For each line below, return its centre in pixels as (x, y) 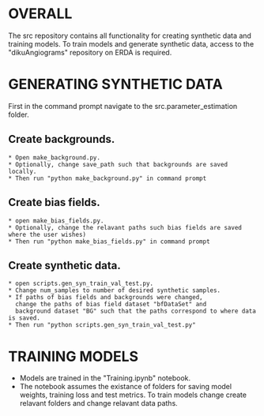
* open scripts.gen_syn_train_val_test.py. (81, 284)
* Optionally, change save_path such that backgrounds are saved (118, 164)
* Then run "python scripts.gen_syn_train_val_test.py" (102, 325)
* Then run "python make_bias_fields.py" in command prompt (109, 242)
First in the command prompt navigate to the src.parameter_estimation (123, 106)
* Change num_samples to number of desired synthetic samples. (115, 290)
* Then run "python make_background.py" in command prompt (107, 178)
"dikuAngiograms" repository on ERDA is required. (90, 52)
